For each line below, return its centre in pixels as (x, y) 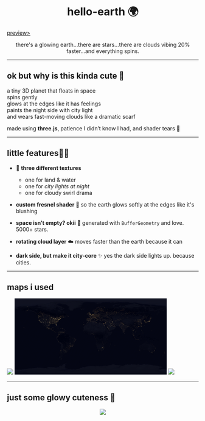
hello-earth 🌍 (103, 12)
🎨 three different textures (48, 168)
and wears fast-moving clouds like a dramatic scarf (71, 116)
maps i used (30, 287)
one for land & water (50, 180)
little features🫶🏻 (38, 153)
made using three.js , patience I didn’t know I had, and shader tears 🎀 (93, 128)
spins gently (22, 97)
